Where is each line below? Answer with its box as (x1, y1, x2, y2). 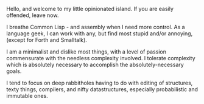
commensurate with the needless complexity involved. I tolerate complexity (6, 55, 196, 61)
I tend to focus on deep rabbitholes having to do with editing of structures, (6, 79, 193, 86)
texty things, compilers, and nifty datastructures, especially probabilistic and (6, 86, 199, 93)
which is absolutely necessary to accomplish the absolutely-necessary (6, 61, 184, 68)
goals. (6, 68, 22, 75)
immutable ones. (6, 92, 49, 99)
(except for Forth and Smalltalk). (6, 36, 87, 43)
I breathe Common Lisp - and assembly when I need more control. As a (6, 24, 185, 30)
